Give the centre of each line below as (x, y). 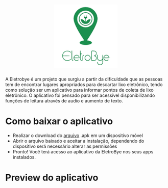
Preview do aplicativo (52, 178)
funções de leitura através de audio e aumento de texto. (64, 100)
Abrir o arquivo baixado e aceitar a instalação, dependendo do (78, 141)
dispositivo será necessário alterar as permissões (65, 146)
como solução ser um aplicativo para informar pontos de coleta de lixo (80, 90)
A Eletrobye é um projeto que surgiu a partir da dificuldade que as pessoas (84, 79)
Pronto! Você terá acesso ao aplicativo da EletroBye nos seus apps (83, 151)
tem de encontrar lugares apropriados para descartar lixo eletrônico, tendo (84, 84)
